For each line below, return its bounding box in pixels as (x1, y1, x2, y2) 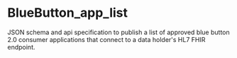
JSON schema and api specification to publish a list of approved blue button (7, 28, 231, 36)
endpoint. (7, 43, 35, 51)
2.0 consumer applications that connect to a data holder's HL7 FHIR (7, 35, 206, 43)
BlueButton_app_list (7, 5, 128, 21)
